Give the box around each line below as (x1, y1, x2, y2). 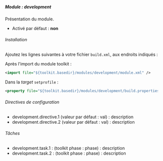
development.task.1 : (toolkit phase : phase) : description (12, 145, 125, 151)
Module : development (5, 4, 51, 10)
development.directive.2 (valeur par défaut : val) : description (12, 119, 135, 125)
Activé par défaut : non (12, 25, 59, 31)
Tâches (5, 130, 20, 136)
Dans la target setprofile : (5, 79, 59, 85)
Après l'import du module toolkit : (5, 61, 72, 67)
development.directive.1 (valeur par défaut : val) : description (12, 114, 134, 120)
